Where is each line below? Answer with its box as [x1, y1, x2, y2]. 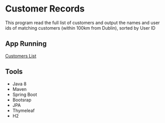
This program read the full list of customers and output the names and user [5, 20, 160, 26]
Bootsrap [12, 96, 31, 103]
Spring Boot [12, 91, 37, 97]
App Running [5, 40, 47, 48]
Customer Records [5, 3, 85, 15]
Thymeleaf [12, 107, 35, 113]
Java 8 [12, 81, 26, 87]
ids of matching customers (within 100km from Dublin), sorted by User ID [5, 25, 156, 31]
